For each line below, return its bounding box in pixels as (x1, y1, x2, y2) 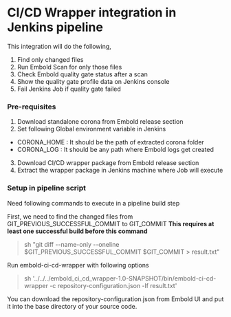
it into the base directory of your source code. (7, 302, 137, 310)
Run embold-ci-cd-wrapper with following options (7, 261, 149, 269)
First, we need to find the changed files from (7, 212, 133, 221)
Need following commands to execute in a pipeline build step (7, 199, 180, 207)
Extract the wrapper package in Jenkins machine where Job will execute (16, 166, 223, 175)
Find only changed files (16, 55, 84, 63)
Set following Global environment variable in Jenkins (16, 125, 166, 133)
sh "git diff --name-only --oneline (23, 240, 120, 248)
